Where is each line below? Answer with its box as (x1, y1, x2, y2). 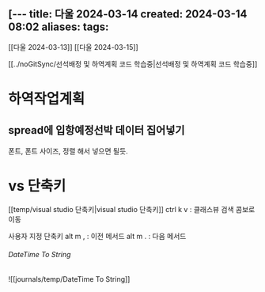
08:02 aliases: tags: (8, 21, 109, 34)
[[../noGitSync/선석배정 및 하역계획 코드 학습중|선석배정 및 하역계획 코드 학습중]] (8, 59, 258, 69)
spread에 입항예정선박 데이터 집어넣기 (8, 123, 185, 137)
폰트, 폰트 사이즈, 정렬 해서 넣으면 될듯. (8, 146, 128, 156)
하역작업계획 (8, 90, 85, 108)
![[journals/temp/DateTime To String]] (8, 274, 131, 283)
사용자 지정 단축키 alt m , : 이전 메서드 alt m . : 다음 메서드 (8, 231, 187, 241)
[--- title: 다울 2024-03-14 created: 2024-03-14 (8, 7, 248, 21)
